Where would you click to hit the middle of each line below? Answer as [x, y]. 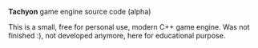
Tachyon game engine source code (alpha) [80, 12]
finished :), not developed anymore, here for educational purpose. [117, 36]
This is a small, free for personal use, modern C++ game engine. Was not [129, 27]
